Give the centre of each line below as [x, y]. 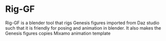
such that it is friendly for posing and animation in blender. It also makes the [83, 28]
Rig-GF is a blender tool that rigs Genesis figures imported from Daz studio [82, 23]
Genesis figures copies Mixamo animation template [58, 33]
